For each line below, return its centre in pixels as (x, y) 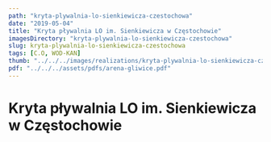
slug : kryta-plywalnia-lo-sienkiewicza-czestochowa (97, 46)
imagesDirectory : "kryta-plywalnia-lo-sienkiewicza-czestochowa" (120, 38)
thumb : (19, 61)
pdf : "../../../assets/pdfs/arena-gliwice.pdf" (90, 69)
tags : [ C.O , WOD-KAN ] (45, 53)
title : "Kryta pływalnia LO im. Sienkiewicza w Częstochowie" (115, 31)
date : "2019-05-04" (41, 23)
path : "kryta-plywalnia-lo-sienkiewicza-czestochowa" (101, 16)
